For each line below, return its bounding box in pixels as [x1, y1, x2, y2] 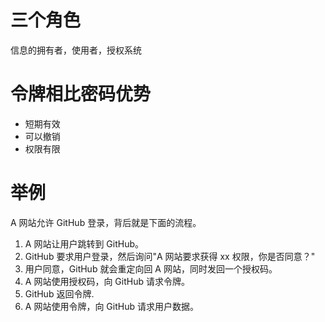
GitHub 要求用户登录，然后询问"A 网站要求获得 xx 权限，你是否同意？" [24, 250, 316, 262]
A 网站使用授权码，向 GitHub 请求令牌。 [24, 275, 190, 287]
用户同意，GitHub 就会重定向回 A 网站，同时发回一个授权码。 [24, 262, 278, 275]
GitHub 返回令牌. [24, 287, 95, 300]
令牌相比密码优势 [10, 83, 152, 106]
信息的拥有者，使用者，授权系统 [10, 44, 142, 56]
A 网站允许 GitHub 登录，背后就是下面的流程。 [10, 216, 202, 228]
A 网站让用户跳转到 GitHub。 [24, 237, 145, 250]
